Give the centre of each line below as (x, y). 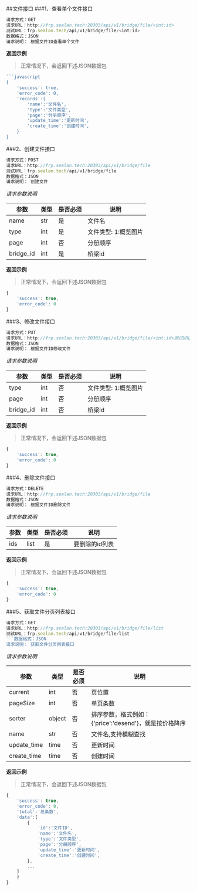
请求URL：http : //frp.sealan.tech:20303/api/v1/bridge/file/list (85, 628)
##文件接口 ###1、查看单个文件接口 (49, 8)
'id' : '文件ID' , (55, 828)
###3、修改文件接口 (31, 321)
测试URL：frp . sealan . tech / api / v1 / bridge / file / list (68, 634)
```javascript (23, 77)
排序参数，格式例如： (121, 715)
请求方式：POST (23, 160)
